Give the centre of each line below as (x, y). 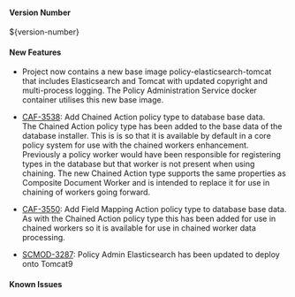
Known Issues (36, 284)
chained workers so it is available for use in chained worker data (139, 228)
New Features (35, 52)
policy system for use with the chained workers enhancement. (135, 145)
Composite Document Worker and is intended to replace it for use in (146, 183)
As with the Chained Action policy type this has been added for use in (149, 219)
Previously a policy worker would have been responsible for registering (151, 155)
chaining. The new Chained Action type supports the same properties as (154, 173)
